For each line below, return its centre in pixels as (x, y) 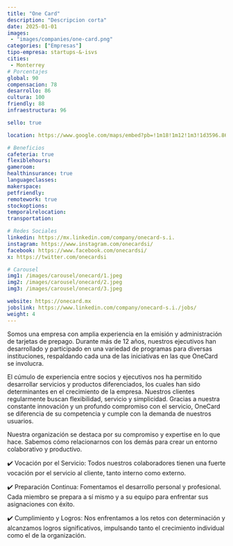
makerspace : (24, 186)
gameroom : (21, 167)
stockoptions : (28, 206)
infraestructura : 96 (37, 110)
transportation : (31, 219)
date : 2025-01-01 (32, 26)
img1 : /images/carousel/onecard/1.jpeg (65, 276)
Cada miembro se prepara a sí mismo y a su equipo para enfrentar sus (108, 497)
